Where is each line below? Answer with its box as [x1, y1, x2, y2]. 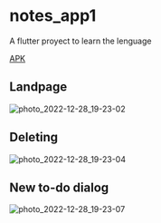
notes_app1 [9, 5, 97, 26]
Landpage [9, 79, 68, 95]
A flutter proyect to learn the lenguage [9, 35, 152, 46]
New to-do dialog [9, 179, 109, 195]
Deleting [9, 130, 59, 145]
